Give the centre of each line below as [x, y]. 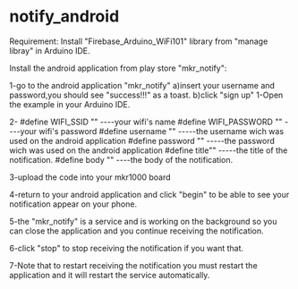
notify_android [64, 17]
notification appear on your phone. [73, 204]
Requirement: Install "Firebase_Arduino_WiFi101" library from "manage [139, 41]
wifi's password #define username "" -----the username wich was [162, 131]
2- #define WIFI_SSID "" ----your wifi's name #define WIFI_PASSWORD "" [146, 122]
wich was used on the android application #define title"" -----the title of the [149, 150]
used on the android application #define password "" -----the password [142, 140]
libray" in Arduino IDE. [50, 50]
